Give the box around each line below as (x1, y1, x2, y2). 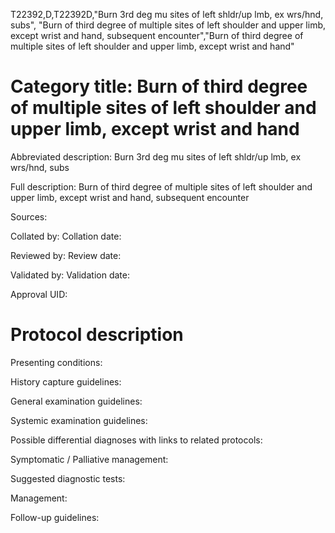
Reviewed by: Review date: (10, 249, 122, 261)
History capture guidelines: (10, 375, 122, 388)
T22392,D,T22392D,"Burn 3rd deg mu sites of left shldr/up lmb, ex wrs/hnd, (10, 9, 324, 20)
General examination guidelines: (10, 395, 143, 407)
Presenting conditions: (10, 356, 103, 368)
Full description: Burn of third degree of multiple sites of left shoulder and (10, 180, 313, 193)
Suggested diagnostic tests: (10, 472, 126, 484)
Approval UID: (10, 288, 68, 300)
